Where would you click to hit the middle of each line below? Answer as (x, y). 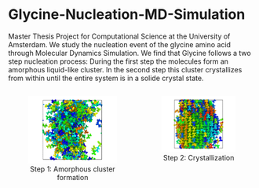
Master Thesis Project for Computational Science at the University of (119, 36)
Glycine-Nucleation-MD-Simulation (127, 15)
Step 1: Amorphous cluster (73, 169)
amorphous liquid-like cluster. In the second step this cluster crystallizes (125, 69)
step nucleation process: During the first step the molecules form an (119, 61)
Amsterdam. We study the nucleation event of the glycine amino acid (120, 44)
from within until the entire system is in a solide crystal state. (106, 78)
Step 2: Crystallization (199, 157)
